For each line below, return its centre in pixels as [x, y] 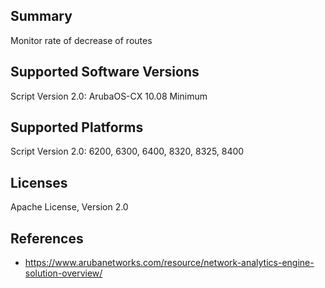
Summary [41, 16]
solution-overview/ [63, 273]
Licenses [39, 182]
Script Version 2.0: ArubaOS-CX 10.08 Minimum [109, 96]
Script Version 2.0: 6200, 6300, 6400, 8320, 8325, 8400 [127, 151]
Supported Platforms [77, 127]
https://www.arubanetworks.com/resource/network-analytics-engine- [169, 263]
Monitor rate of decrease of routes [81, 40]
